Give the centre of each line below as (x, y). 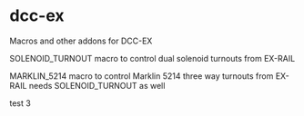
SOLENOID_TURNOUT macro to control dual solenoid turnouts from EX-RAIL (152, 58)
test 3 (20, 103)
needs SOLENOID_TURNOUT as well (97, 85)
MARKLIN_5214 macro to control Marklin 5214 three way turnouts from (142, 76)
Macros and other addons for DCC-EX (81, 41)
